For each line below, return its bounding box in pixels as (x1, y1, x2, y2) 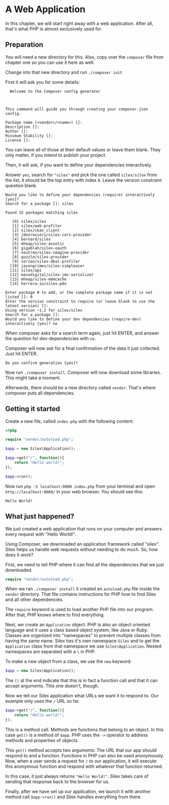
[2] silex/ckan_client (12, 227, 60, 233)
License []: (5, 138, 30, 143)
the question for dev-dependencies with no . (5, 335, 96, 341)
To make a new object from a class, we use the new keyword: (5, 658, 132, 664)
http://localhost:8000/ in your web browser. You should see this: (5, 488, 144, 494)
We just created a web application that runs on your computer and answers (5, 525, 162, 531)
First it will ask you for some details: (5, 79, 80, 85)
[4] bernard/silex (12, 237, 51, 242)
